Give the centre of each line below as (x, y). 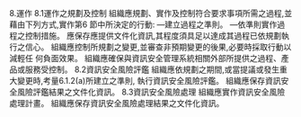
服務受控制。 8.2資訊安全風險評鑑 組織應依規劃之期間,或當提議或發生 (152, 69)
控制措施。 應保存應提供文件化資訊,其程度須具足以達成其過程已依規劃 (153, 36)
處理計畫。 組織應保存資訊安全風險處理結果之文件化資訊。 (117, 103)
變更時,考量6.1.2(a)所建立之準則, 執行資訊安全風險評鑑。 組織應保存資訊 (149, 81)
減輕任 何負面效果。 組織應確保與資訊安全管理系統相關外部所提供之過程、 (145, 58)
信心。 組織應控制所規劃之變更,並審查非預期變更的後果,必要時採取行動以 (158, 47)
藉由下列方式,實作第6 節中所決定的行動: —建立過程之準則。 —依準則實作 (143, 24)
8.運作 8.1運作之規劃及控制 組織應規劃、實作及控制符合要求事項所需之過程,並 (151, 13)
